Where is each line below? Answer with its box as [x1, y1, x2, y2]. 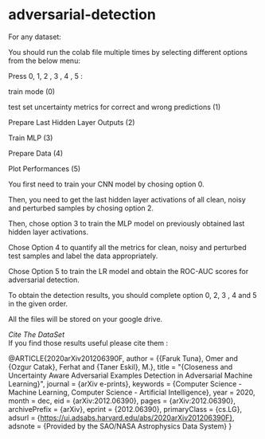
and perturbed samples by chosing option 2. [8, 203, 154, 213]
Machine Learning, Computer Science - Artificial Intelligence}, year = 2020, [8, 387, 256, 397]
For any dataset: [8, 32, 62, 41]
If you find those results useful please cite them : [8, 338, 169, 347]
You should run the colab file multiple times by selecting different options [8, 47, 248, 57]
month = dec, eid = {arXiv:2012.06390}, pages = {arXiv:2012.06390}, [8, 396, 236, 406]
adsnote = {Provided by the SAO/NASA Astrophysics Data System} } [8, 421, 232, 431]
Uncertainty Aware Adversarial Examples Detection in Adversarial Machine [8, 370, 253, 380]
